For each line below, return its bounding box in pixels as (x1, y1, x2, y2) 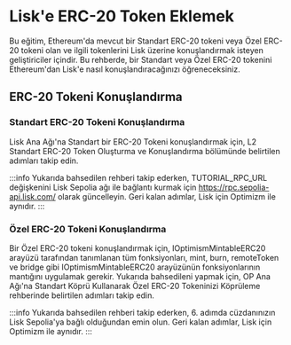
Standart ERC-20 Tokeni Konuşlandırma (9, 116, 185, 129)
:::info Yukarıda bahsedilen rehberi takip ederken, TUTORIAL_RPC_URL (9, 172, 268, 183)
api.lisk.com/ (9, 191, 56, 201)
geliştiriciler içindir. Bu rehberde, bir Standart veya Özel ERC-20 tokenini (9, 54, 272, 65)
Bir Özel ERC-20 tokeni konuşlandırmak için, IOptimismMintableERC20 (9, 242, 266, 254)
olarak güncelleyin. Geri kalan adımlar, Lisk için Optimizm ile (57, 191, 277, 201)
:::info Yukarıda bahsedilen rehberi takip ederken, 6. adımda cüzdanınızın (9, 307, 276, 318)
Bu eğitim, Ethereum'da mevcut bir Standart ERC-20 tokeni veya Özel (9, 35, 262, 46)
